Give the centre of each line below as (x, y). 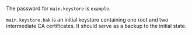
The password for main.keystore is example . (58, 8)
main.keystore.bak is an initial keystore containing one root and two (87, 20)
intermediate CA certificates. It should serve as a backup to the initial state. (96, 26)
